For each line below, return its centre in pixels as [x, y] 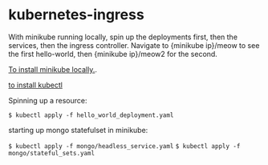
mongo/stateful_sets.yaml [51, 153]
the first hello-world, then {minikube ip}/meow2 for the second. [113, 54]
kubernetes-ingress [76, 15]
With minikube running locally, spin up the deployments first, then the [123, 37]
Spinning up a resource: [48, 100]
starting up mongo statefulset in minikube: [78, 130]
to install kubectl [35, 85]
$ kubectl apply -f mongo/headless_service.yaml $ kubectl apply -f [124, 146]
